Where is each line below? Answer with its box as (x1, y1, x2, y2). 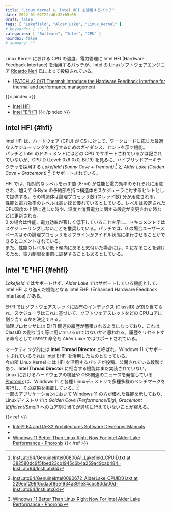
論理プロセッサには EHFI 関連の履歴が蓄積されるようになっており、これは (5, 322, 160, 329)
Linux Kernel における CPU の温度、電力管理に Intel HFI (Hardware (5, 55, 145, 61)
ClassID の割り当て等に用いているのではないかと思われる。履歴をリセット (5, 329, 160, 335)
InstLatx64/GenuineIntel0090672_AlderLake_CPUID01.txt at (12, 475, 138, 481)
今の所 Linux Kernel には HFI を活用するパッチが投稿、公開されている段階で (5, 359, 164, 365)
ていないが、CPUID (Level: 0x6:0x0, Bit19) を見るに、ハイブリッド (5, 156, 144, 163)
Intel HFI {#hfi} (5, 123, 53, 132)
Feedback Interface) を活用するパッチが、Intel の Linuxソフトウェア (5, 62, 148, 68)
